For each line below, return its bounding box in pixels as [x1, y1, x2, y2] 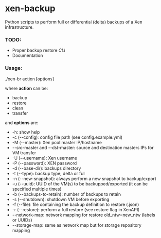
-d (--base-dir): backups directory [12, 165, 81, 171]
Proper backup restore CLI [12, 47, 66, 54]
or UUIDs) [12, 217, 33, 223]
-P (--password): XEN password [12, 160, 77, 166]
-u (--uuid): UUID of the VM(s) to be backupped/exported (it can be [12, 181, 148, 186]
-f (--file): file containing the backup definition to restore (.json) [12, 201, 140, 207]
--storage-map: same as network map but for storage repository [12, 222, 142, 228]
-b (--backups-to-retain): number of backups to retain [12, 191, 121, 197]
